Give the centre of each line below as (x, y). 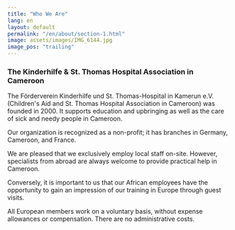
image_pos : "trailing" (41, 47)
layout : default (31, 27)
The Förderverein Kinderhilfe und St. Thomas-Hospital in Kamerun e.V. (111, 96)
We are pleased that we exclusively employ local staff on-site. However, (113, 154)
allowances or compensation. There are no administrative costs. (101, 219)
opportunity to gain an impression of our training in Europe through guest (114, 190)
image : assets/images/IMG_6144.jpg (60, 40)
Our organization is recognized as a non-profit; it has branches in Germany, (118, 133)
